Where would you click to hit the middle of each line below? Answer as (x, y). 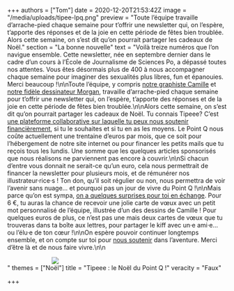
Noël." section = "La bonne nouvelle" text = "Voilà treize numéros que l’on (113, 47)
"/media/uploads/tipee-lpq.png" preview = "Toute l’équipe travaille (103, 17)
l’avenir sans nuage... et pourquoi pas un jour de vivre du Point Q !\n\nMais (114, 188)
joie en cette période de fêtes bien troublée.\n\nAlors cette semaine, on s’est (117, 106)
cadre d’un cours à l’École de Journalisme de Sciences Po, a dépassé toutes (117, 62)
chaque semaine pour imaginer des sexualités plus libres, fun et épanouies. (116, 77)
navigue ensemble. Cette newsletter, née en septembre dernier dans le (109, 54)
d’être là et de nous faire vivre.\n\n (56, 247)
